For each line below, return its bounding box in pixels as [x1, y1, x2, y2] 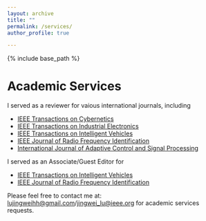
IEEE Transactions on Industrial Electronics [17, 122, 140, 131]
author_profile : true [7, 29, 70, 37]
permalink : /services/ [7, 23, 73, 30]
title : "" [7, 17, 36, 23]
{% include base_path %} [7, 55, 80, 63]
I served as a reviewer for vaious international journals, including [7, 102, 191, 110]
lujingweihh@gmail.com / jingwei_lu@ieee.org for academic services [7, 199, 200, 207]
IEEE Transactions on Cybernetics [17, 115, 114, 123]
